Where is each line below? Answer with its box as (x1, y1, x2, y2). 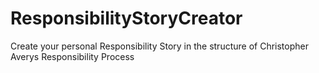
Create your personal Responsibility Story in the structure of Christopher (10, 40, 309, 52)
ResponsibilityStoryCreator (10, 7, 243, 30)
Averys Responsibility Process (10, 50, 135, 62)
